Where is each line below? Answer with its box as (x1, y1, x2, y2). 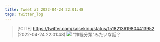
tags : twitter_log (5, 12, 43, 17)
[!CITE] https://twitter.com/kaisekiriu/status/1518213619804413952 (17, 25, 155, 31)
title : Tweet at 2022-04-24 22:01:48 (5, 7, 84, 12)
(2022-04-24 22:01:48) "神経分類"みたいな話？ (17, 31, 121, 37)
